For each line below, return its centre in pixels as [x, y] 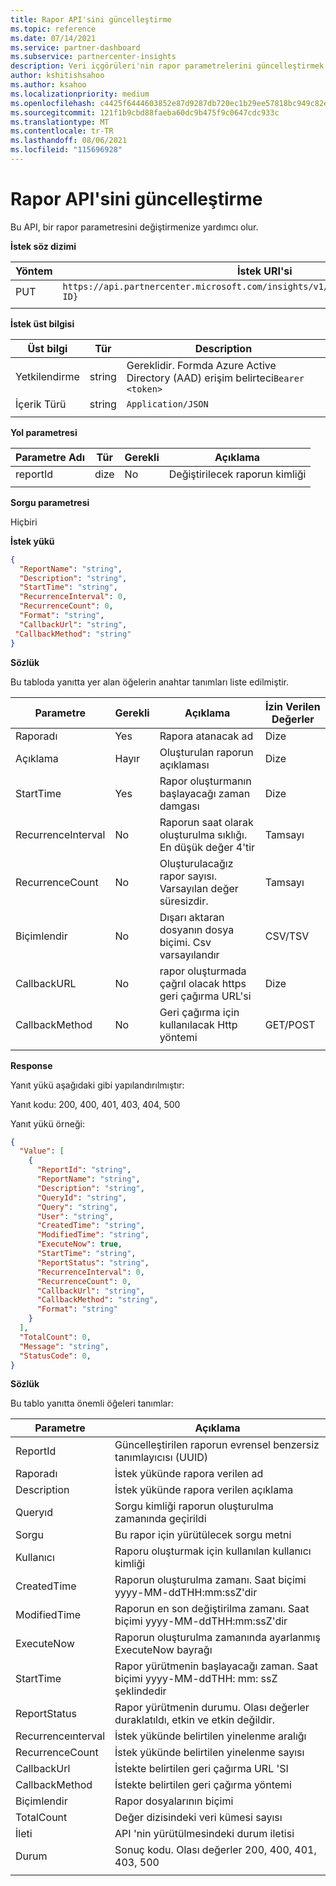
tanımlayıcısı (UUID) [161, 1458]
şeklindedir [140, 1691]
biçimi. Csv [185, 942]
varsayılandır [189, 954]
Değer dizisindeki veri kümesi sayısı [198, 1818]
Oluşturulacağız [196, 863]
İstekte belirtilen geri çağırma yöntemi [203, 1785]
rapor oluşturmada [203, 971]
